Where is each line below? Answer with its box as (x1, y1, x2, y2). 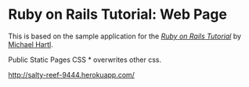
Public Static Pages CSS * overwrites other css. (8, 55, 162, 64)
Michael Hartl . (8, 39, 53, 49)
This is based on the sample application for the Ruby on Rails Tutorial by (8, 31, 241, 41)
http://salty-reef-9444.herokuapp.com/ (8, 70, 135, 79)
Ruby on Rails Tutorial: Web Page (8, 5, 227, 24)
